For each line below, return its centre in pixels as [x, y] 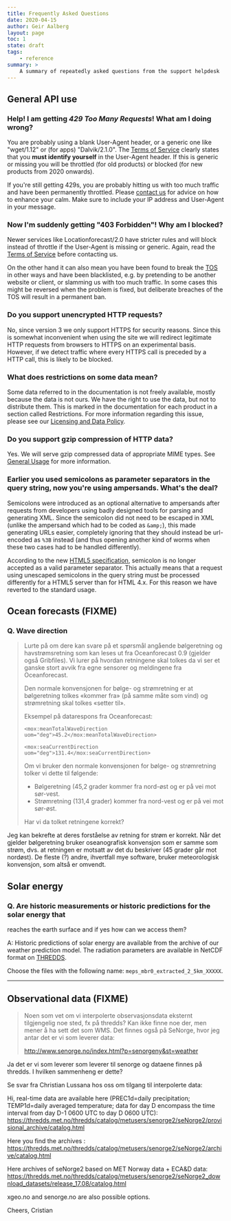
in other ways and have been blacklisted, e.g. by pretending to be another [112, 275]
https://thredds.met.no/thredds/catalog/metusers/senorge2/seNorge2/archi [114, 1148]
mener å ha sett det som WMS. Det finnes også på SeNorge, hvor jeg [122, 1030]
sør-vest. [47, 794]
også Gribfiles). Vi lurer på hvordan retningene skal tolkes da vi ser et [122, 660]
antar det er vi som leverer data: [69, 1037]
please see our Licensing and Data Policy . [66, 422]
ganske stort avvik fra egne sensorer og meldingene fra [103, 668]
